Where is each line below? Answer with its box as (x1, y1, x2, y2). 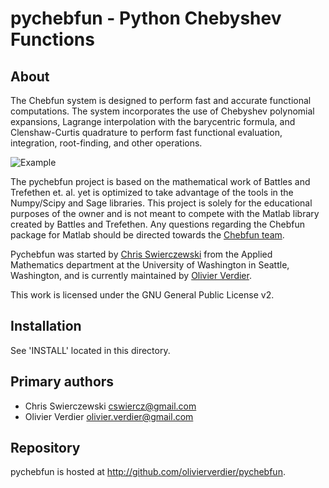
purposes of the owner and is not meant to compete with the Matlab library (10, 208, 320, 219)
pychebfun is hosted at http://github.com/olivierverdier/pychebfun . (10, 466, 286, 478)
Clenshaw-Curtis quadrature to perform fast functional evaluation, (10, 127, 283, 138)
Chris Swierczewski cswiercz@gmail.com (24, 400, 197, 412)
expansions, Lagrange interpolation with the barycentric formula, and (10, 116, 296, 127)
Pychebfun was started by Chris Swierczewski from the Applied (10, 248, 273, 260)
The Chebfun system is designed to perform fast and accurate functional (10, 95, 312, 106)
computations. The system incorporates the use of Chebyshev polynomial (10, 105, 315, 117)
